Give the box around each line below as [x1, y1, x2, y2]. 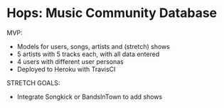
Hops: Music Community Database [6, 5, 218, 21]
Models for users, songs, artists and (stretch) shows [16, 42, 170, 50]
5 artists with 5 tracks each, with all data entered [16, 50, 160, 58]
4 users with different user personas [16, 57, 124, 65]
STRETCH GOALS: [6, 78, 60, 87]
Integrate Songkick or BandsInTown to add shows [16, 92, 163, 101]
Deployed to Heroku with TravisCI [16, 65, 116, 73]
